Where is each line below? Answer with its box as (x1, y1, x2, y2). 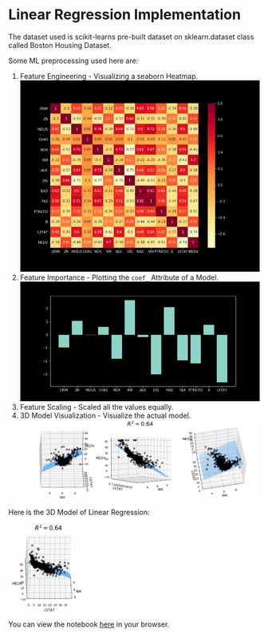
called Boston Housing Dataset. (8, 40, 112, 49)
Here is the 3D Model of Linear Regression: (8, 508, 150, 517)
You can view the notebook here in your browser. (8, 619, 170, 629)
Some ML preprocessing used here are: (8, 56, 139, 65)
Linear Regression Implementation (8, 6, 242, 24)
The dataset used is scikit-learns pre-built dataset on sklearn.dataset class (8, 32, 254, 41)
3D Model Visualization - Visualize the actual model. (19, 411, 191, 420)
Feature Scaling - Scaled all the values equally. (19, 403, 174, 412)
